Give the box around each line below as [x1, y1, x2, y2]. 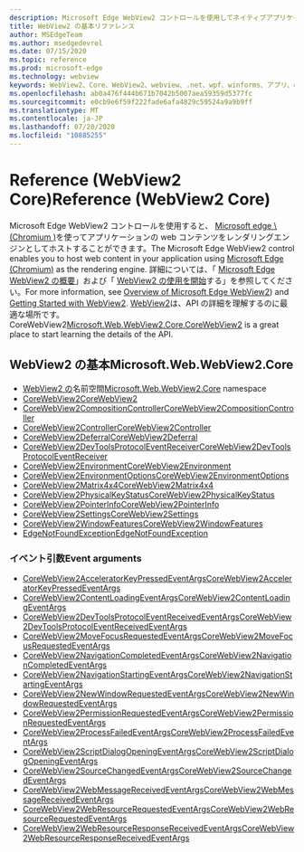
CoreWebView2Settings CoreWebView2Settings [22, 508, 199, 519]
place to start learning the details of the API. [9, 328, 174, 339]
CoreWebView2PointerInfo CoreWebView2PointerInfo [22, 498, 220, 509]
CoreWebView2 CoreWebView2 [22, 393, 138, 403]
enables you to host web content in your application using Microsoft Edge [9, 252, 284, 263]
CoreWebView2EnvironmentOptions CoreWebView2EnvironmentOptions [22, 469, 290, 480]
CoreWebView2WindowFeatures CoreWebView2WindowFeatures [22, 517, 264, 529]
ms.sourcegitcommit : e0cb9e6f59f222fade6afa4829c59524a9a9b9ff [9, 97, 253, 107]
